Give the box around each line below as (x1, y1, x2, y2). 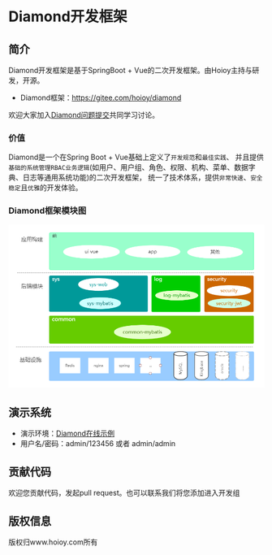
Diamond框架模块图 (8, 205, 87, 216)
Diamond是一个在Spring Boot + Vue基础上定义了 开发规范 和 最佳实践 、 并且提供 (8, 152, 264, 163)
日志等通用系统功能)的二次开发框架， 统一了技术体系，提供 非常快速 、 (22, 172, 251, 183)
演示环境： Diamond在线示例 (19, 428, 115, 439)
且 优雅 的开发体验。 (19, 183, 83, 193)
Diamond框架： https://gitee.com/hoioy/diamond (19, 93, 182, 102)
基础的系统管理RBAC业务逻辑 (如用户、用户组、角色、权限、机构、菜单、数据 (8, 163, 249, 172)
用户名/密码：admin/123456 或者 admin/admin (19, 439, 176, 449)
